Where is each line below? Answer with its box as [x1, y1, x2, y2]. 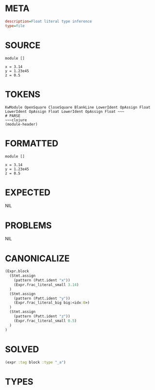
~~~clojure [5, 117, 27, 123]
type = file [5, 23, 25, 28]
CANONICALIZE [5, 253, 70, 264]
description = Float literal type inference [5, 19, 92, 24]
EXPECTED [5, 187, 51, 198]
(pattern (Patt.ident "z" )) [14, 314, 70, 319]
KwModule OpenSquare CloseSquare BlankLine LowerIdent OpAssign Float [5, 105, 151, 109]
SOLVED [5, 343, 39, 355]
